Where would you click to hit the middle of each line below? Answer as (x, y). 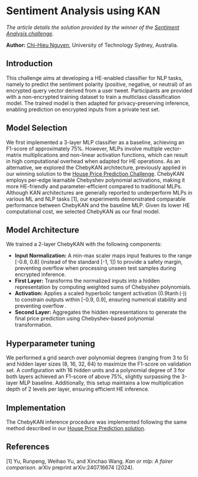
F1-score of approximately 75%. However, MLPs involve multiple (85, 149)
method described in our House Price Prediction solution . (76, 428)
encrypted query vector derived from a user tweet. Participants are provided (99, 91)
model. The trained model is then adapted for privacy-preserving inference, (98, 103)
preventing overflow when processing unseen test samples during (95, 268)
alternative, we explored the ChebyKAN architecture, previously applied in (96, 167)
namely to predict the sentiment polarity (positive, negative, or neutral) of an (99, 84)
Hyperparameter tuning (51, 344)
